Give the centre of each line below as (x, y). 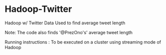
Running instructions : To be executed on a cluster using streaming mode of (83, 42)
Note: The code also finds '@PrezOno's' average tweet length (69, 32)
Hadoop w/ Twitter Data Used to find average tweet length (65, 23)
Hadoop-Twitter (38, 9)
